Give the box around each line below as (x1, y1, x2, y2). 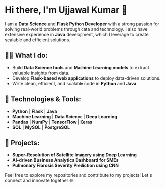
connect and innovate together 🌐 (5, 177, 73, 184)
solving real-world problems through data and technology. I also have (5, 26, 148, 32)
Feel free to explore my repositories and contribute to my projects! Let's (5, 172, 152, 178)
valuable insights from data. (12, 70, 70, 76)
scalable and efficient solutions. (5, 37, 71, 43)
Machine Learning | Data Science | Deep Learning (12, 113, 118, 119)
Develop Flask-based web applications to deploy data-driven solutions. (12, 75, 161, 81)
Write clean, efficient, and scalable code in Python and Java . (12, 80, 138, 86)
